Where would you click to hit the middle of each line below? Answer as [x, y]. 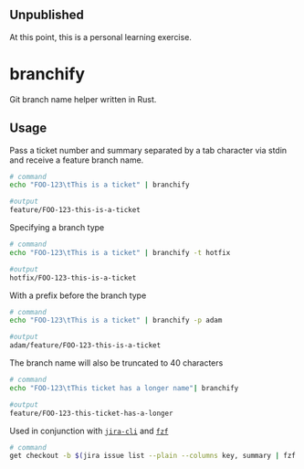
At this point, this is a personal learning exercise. [100, 37]
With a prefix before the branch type [78, 295]
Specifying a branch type [57, 228]
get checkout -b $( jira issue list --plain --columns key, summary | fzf [153, 456]
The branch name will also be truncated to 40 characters [116, 363]
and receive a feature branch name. [77, 160]
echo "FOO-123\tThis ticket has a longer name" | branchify [124, 388]
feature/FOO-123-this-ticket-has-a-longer [91, 413]
